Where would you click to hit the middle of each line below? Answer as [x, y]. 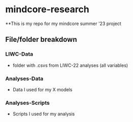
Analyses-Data [24, 79]
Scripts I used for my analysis [44, 114]
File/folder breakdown [41, 40]
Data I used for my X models [43, 89]
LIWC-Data [19, 54]
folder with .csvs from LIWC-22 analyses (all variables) [70, 65]
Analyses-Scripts [28, 103]
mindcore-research [47, 9]
